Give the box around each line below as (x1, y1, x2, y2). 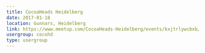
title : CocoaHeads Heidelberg (6, 9, 84, 15)
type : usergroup (6, 37, 48, 43)
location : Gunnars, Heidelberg (6, 20, 86, 26)
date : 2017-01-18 (6, 15, 51, 21)
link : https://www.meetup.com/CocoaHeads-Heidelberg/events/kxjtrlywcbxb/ (6, 26, 201, 32)
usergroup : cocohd (6, 32, 53, 38)
